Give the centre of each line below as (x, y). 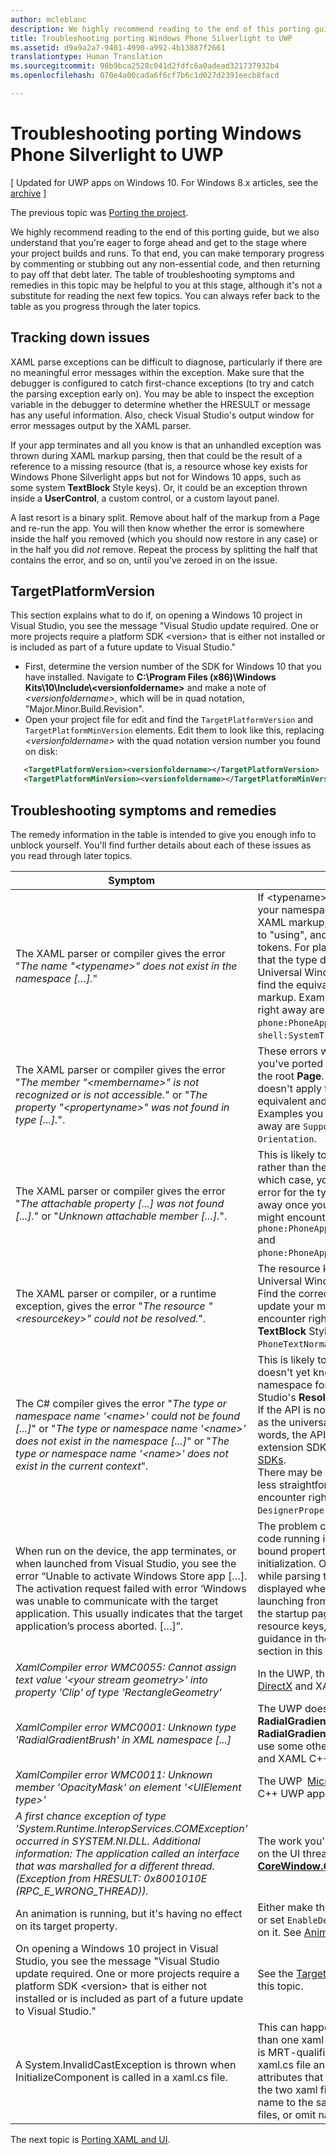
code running (289, 1538)
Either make (285, 1907)
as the (272, 1422)
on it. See (279, 1932)
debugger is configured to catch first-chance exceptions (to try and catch (162, 383)
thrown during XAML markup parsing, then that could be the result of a (156, 455)
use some (280, 1746)
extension (280, 1447)
